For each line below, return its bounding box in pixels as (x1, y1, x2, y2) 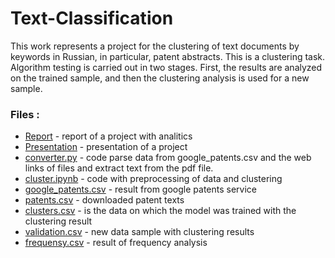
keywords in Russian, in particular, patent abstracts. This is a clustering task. (10, 50, 326, 62)
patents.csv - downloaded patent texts (24, 194, 185, 206)
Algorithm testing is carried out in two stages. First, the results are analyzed (10, 61, 323, 73)
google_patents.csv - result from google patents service (24, 183, 257, 196)
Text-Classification (10, 7, 174, 30)
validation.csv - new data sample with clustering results (24, 226, 255, 238)
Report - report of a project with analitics (24, 130, 193, 142)
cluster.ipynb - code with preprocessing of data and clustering (24, 173, 283, 185)
